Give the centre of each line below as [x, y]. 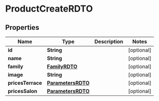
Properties [22, 28]
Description [109, 42]
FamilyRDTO [62, 66]
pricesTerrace [25, 83]
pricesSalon [23, 91]
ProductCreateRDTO [49, 9]
